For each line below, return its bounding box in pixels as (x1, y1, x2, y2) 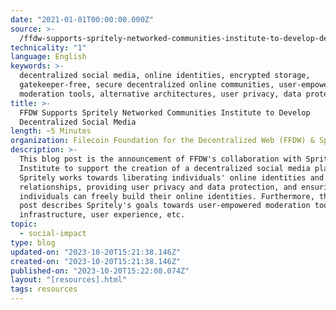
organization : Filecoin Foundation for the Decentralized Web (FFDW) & (10, 136, 315, 146)
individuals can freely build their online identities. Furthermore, (19, 191, 315, 201)
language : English (10, 52, 87, 62)
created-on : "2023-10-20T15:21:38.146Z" (10, 256, 182, 266)
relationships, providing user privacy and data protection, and (19, 182, 298, 192)
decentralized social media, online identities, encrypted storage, (19, 71, 311, 81)
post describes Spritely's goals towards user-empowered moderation (19, 201, 311, 211)
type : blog (10, 237, 56, 248)
